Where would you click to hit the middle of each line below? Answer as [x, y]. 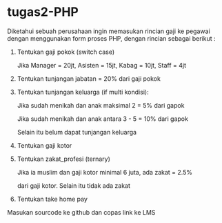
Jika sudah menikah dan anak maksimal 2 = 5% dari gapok [101, 105]
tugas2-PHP [43, 12]
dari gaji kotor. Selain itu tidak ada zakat [74, 185]
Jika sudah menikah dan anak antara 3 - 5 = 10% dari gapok [102, 119]
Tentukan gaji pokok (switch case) [66, 52]
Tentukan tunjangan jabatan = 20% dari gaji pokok [89, 78]
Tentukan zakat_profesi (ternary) [63, 159]
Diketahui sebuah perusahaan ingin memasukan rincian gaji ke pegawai [109, 31]
